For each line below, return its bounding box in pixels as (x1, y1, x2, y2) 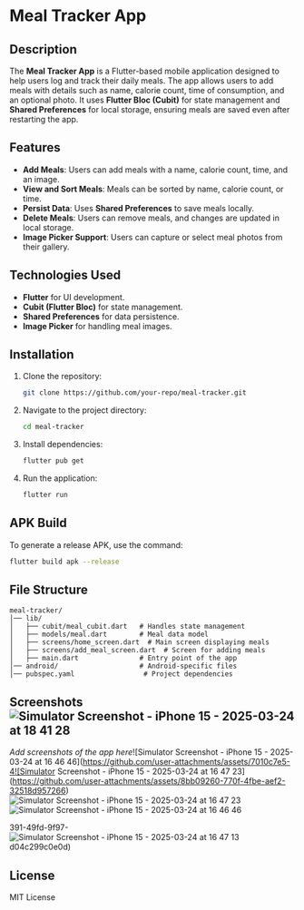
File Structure (9, 582, 88, 598)
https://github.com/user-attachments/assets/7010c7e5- (83, 757, 290, 768)
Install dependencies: (22, 439, 103, 450)
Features (9, 140, 61, 155)
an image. (22, 173, 61, 184)
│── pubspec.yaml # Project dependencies (9, 670, 233, 679)
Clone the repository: (22, 371, 103, 382)
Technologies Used (9, 268, 121, 283)
